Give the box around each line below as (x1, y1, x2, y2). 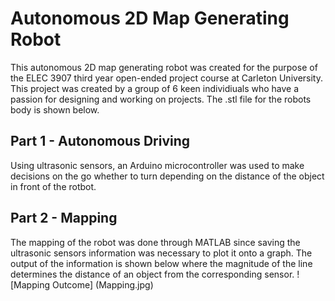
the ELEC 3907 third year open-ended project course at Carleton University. (10, 72, 323, 84)
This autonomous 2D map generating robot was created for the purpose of (10, 61, 318, 73)
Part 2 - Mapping (10, 210, 118, 227)
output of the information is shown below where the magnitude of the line (10, 257, 313, 269)
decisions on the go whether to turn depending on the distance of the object (10, 170, 325, 182)
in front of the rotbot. (10, 180, 97, 192)
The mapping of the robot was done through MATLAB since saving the (10, 236, 301, 248)
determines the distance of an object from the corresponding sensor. (10, 268, 295, 280)
